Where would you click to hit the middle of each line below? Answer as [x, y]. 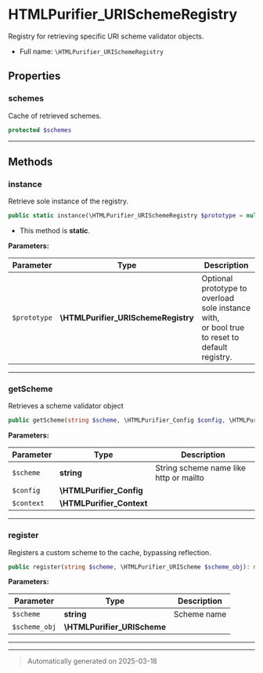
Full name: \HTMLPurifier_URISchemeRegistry [92, 51]
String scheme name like [201, 468]
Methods [31, 161]
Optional [217, 279]
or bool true [223, 327]
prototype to [224, 288]
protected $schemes [40, 130]
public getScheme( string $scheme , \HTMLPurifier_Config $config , [117, 421]
